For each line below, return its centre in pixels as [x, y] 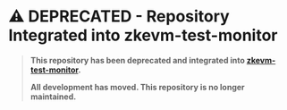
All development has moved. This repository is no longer [137, 87]
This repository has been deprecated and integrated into [137, 60]
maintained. [53, 97]
